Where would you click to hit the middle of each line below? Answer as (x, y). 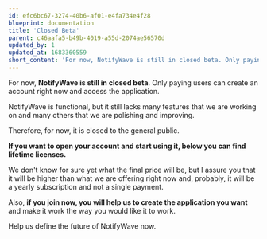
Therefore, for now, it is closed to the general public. (94, 130)
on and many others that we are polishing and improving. (101, 115)
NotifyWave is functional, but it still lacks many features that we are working (132, 106)
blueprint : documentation (51, 23)
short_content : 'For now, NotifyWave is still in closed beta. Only (124, 61)
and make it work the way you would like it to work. (92, 210)
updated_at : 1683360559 (48, 53)
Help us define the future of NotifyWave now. (82, 226)
